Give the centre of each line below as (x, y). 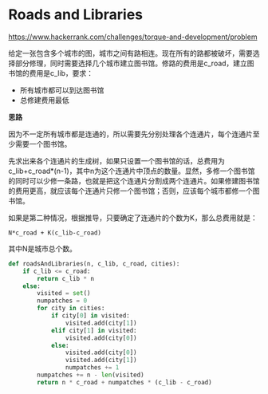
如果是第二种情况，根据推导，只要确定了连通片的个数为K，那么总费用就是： (133, 218)
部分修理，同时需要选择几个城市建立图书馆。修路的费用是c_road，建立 (131, 63)
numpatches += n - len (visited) (91, 375)
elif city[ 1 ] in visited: (94, 330)
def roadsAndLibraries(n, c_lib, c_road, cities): (94, 264)
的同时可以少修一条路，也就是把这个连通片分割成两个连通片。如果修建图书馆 (134, 180)
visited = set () (64, 294)
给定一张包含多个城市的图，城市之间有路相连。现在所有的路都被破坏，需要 (130, 53)
